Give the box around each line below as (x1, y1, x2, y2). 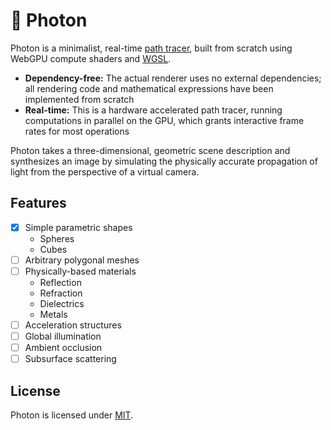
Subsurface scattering (24, 353, 117, 365)
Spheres (39, 232, 75, 244)
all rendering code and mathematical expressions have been (24, 82, 274, 94)
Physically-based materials (24, 265, 137, 277)
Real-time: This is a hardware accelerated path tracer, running (24, 104, 283, 116)
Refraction (39, 287, 83, 299)
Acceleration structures (24, 319, 122, 331)
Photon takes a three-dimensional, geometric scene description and (10, 144, 291, 156)
